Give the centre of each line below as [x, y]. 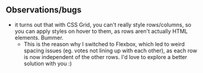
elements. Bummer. [39, 37]
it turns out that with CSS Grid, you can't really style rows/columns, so [103, 24]
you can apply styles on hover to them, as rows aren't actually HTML [101, 31]
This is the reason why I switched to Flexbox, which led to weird [104, 44]
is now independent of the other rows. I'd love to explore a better [105, 57]
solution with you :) [48, 63]
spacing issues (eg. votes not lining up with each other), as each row [110, 50]
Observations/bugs [44, 10]
